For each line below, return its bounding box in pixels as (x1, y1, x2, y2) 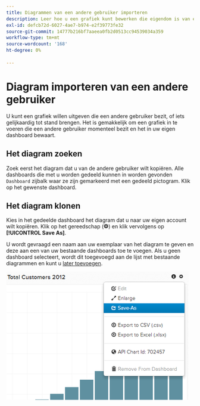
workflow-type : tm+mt (6, 35, 60, 41)
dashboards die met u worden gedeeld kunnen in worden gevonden (6, 171, 173, 178)
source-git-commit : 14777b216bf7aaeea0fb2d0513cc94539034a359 (6, 29, 164, 35)
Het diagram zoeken (6, 149, 83, 159)
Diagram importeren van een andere (6, 80, 189, 94)
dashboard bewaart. (6, 131, 56, 138)
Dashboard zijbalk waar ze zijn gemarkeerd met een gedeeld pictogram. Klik (6, 177, 190, 184)
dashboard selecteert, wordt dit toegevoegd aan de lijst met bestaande (6, 253, 180, 261)
